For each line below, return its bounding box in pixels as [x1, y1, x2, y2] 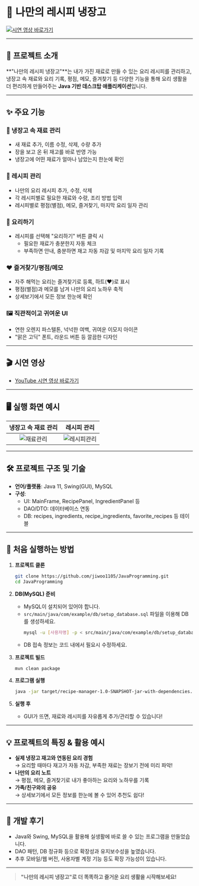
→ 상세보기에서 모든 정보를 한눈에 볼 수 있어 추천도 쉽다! [14, 792, 145, 799]
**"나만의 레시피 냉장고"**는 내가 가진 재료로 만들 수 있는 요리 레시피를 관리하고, [6, 68, 192, 75]
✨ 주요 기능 [6, 107, 46, 118]
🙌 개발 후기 [6, 816, 44, 826]
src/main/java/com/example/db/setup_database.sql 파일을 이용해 [23, 610, 181, 617]
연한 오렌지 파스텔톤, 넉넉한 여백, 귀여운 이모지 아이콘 [14, 326, 138, 333]
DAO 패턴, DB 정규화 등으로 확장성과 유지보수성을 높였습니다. [14, 847, 156, 855]
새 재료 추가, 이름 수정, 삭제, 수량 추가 [14, 141, 102, 148]
